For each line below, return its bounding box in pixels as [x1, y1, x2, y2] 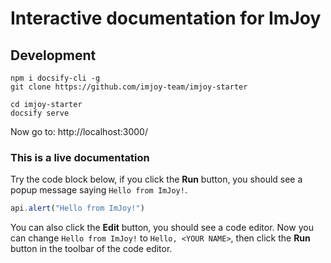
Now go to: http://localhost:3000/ [10, 126, 148, 137]
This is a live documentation [10, 150, 150, 164]
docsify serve [10, 108, 70, 118]
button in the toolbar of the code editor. [10, 243, 173, 255]
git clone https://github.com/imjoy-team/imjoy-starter [10, 82, 248, 92]
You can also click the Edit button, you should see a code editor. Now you [10, 222, 314, 234]
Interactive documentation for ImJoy [10, 7, 322, 30]
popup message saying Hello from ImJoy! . [10, 184, 188, 196]
